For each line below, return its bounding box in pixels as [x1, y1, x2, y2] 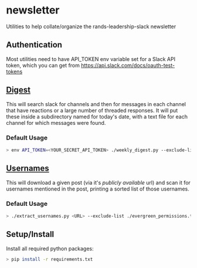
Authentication [6, 40, 63, 50]
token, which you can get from [6, 62, 80, 69]
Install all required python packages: [6, 245, 94, 252]
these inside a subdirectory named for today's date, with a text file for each [6, 113, 188, 120]
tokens [6, 68, 23, 75]
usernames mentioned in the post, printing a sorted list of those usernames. [6, 185, 189, 192]
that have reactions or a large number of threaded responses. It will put [6, 107, 178, 114]
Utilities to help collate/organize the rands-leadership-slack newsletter [6, 23, 176, 30]
